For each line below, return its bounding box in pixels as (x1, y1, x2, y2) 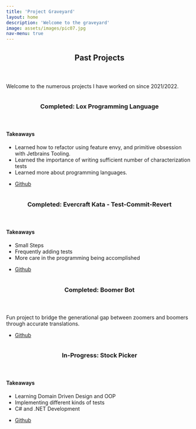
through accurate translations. (6, 320, 80, 327)
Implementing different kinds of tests (14, 399, 105, 406)
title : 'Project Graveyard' (6, 8, 76, 15)
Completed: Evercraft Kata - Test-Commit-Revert (27, 200, 172, 208)
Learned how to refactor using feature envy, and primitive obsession (14, 144, 182, 151)
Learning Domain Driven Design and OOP (14, 393, 116, 400)
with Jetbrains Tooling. (14, 150, 71, 157)
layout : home (6, 14, 38, 20)
